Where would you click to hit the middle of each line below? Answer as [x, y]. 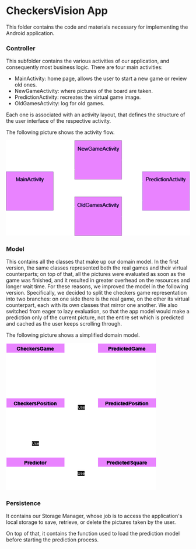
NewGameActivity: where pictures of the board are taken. [84, 91]
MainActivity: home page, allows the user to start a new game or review [101, 79]
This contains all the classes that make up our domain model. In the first [92, 262]
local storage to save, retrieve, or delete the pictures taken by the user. [91, 522]
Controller [21, 48]
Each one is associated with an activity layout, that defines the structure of [96, 115]
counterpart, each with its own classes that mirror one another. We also [92, 305]
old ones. [26, 85]
